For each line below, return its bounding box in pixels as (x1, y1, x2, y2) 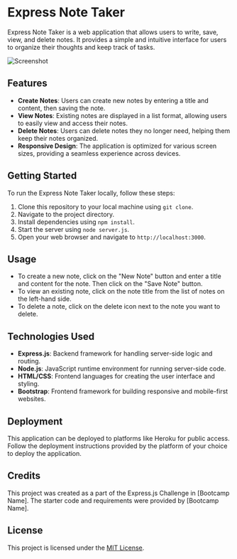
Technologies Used (7, 330, 94, 342)
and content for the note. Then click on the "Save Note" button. (17, 279, 203, 288)
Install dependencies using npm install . (17, 218, 135, 226)
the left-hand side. (17, 294, 72, 303)
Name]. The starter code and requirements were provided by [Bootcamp (7, 496, 219, 505)
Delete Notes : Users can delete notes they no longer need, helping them (17, 126, 231, 135)
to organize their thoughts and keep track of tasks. (7, 43, 155, 51)
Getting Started (7, 170, 77, 182)
